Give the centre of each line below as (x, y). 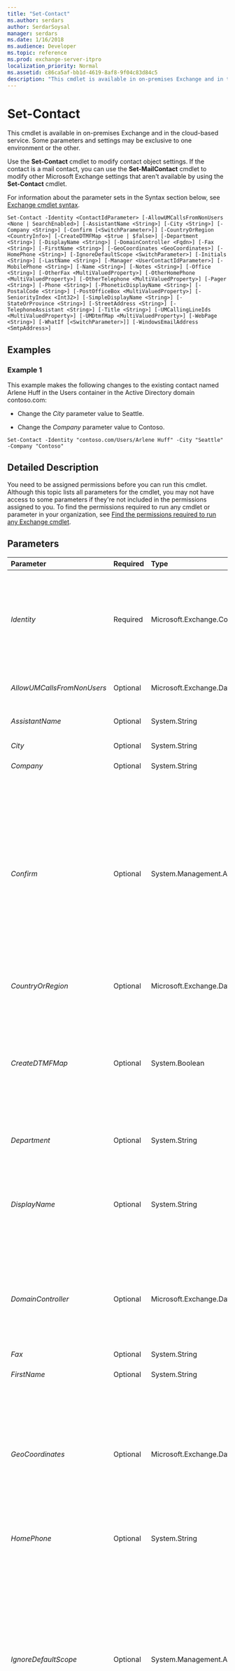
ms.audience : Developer (42, 46)
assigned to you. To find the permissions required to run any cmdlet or (109, 506)
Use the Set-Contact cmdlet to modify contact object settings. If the (106, 161)
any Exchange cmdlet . (39, 522)
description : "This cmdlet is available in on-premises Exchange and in (115, 79)
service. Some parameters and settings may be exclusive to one (100, 140)
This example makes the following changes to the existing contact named (113, 385)
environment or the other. (44, 148)
